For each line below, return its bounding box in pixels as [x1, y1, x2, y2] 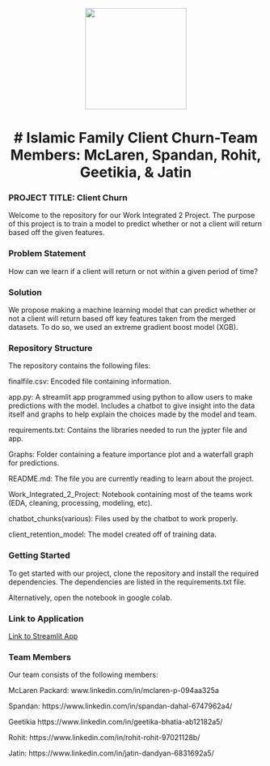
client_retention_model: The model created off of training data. [8, 529, 217, 539]
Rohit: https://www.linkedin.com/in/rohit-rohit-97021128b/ [8, 733, 200, 742]
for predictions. [8, 458, 60, 468]
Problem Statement [8, 248, 86, 259]
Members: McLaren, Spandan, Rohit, [10, 146, 262, 165]
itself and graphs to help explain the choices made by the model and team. [8, 409, 257, 419]
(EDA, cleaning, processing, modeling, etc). [8, 499, 153, 508]
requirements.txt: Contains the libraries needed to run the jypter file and [8, 426, 248, 435]
